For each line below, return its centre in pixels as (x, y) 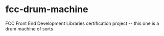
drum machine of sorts (29, 28)
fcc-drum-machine (47, 9)
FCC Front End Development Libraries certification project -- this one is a (82, 23)
